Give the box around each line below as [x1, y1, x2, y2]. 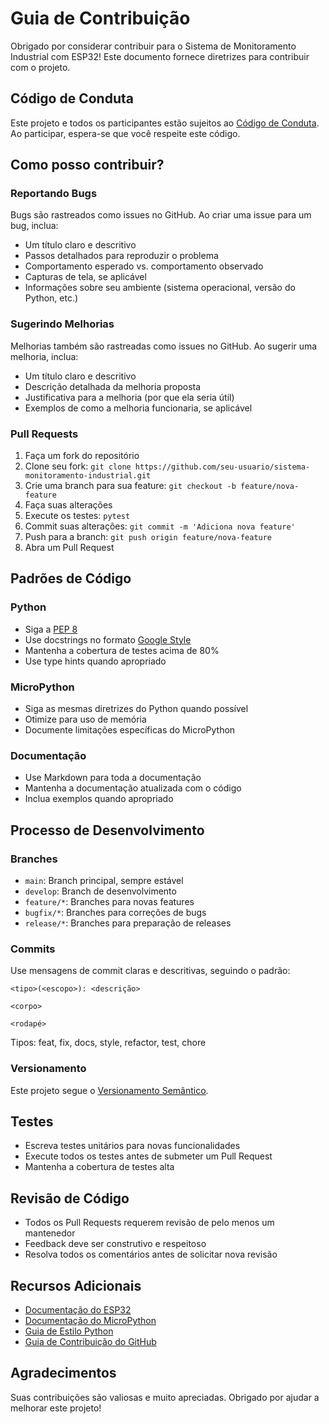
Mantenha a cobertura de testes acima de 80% [24, 644, 220, 656]
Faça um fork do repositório [24, 450, 140, 462]
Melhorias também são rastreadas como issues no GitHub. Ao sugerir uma [10, 340, 318, 352]
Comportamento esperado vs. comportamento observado [24, 260, 264, 272]
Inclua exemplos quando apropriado [24, 793, 174, 805]
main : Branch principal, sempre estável [24, 875, 184, 886]
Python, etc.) [24, 292, 79, 304]
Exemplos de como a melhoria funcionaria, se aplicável [24, 402, 253, 414]
